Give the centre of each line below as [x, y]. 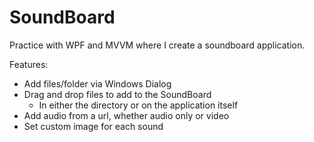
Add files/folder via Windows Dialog [97, 83]
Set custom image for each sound [93, 126]
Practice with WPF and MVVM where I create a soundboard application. [157, 45]
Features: [29, 64]
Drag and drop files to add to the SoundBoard [117, 94]
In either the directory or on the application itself [138, 105]
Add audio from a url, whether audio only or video [126, 115]
